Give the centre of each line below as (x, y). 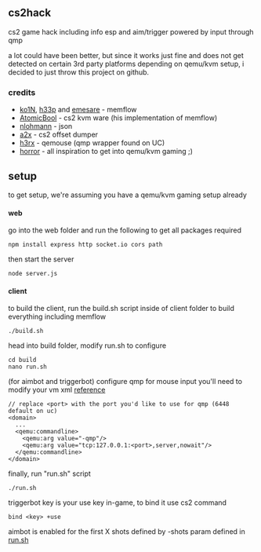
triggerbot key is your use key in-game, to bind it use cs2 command (118, 503)
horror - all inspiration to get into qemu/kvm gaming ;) (106, 152)
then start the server (41, 259)
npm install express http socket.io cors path (85, 245)
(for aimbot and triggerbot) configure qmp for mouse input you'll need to (125, 382)
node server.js (33, 274)
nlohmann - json (46, 126)
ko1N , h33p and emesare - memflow (78, 110)
